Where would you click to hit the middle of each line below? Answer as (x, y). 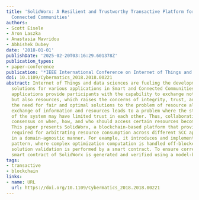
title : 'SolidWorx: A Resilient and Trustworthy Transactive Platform (95, 12)
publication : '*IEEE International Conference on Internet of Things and (99, 72)
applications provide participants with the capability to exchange (98, 94)
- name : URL (21, 182)
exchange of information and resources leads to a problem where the (99, 111)
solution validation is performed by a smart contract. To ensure (95, 149)
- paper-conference (30, 67)
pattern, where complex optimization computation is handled (89, 143)
